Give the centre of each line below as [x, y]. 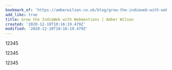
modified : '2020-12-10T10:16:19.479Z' [47, 29]
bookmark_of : [19, 10]
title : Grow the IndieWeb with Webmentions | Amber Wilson [70, 19]
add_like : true [21, 15]
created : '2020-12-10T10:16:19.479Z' [46, 24]
